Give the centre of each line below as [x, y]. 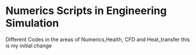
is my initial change [29, 46]
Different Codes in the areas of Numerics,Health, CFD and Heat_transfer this [98, 39]
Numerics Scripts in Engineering [86, 11]
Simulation [32, 23]
